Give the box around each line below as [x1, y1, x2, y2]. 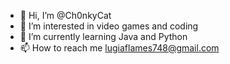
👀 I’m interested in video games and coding [19, 20, 199, 32]
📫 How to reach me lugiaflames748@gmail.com [19, 42, 220, 54]
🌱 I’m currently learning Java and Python [19, 31, 188, 42]
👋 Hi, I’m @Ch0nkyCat [19, 10, 112, 21]
